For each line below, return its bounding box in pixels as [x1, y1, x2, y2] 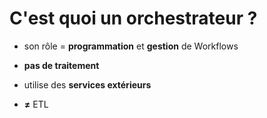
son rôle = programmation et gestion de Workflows [23, 40, 239, 52]
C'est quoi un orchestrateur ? [9, 7, 258, 30]
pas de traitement [23, 59, 100, 71]
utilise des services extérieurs [23, 78, 152, 91]
